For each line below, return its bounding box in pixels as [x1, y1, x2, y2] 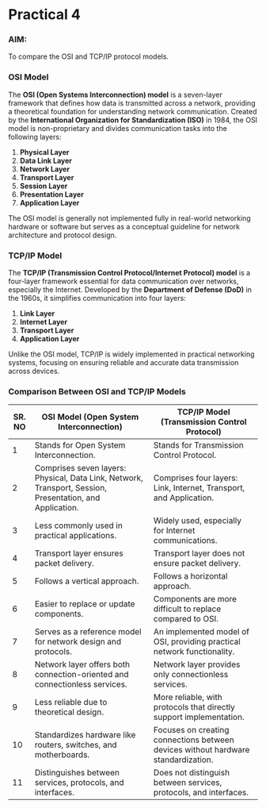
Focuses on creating [153, 725, 230, 736]
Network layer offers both [34, 659, 131, 670]
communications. [153, 535, 218, 546]
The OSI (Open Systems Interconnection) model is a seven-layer [8, 90, 223, 99]
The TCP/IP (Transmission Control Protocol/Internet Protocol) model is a [8, 268, 251, 278]
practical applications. [34, 530, 117, 541]
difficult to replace [153, 603, 222, 614]
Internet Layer [19, 317, 68, 327]
